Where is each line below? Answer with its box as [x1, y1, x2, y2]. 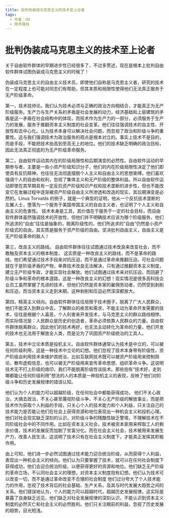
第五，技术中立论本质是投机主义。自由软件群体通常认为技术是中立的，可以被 [5, 341, 164, 347]
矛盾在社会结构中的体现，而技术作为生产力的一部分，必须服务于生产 [22, 116, 164, 122]
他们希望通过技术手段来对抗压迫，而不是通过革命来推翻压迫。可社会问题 [14, 257, 164, 263]
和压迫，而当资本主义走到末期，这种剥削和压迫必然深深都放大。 [5, 288, 137, 294]
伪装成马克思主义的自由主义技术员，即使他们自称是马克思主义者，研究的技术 [5, 79, 164, 86]
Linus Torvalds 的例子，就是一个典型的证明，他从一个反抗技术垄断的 [18, 195, 160, 202]
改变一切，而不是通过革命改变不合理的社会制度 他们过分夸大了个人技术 [9, 476, 156, 482]
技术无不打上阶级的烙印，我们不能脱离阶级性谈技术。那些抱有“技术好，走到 [5, 366, 162, 372]
